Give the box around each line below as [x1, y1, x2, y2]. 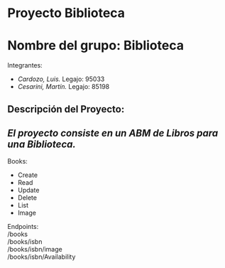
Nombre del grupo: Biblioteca [7, 38, 185, 54]
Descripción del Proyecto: [7, 103, 125, 115]
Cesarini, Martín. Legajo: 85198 [17, 82, 110, 91]
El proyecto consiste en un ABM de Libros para [7, 127, 219, 139]
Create [17, 171, 38, 179]
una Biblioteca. [7, 138, 76, 150]
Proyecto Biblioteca [7, 5, 126, 21]
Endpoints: [7, 223, 39, 231]
